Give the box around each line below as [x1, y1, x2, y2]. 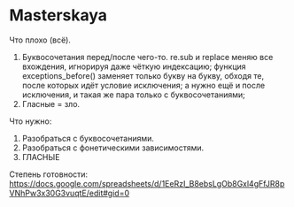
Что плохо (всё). [9, 34, 71, 45]
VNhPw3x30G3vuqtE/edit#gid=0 [9, 188, 130, 198]
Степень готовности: [9, 169, 89, 180]
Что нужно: [9, 116, 52, 126]
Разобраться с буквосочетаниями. [21, 133, 155, 143]
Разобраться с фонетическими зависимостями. [21, 142, 205, 153]
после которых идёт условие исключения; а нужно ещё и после [21, 80, 266, 90]
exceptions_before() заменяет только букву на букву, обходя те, [21, 70, 264, 80]
